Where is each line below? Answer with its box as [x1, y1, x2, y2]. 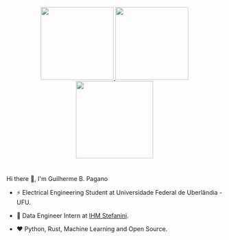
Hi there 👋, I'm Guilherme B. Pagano [6, 175, 108, 183]
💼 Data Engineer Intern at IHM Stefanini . [16, 212, 130, 220]
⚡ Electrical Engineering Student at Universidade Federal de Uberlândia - [16, 189, 223, 197]
